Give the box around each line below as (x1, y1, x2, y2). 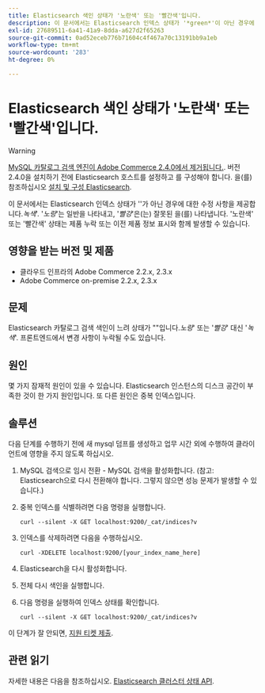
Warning (8, 146, 36, 155)
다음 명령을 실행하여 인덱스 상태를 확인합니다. (19, 598, 160, 607)
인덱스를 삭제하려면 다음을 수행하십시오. (19, 533, 143, 543)
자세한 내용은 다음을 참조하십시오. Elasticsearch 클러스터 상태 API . (8, 676, 215, 686)
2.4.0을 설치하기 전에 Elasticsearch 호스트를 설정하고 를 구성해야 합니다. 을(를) (8, 172, 253, 182)
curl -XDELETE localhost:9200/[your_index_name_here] (19, 549, 201, 557)
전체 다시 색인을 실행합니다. (19, 580, 105, 591)
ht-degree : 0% (8, 56, 55, 64)
